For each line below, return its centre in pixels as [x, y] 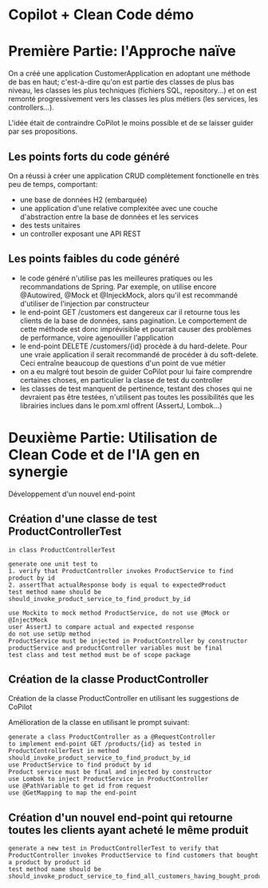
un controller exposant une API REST [80, 233]
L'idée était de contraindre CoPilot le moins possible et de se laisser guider [131, 123]
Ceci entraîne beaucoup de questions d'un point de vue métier [122, 363]
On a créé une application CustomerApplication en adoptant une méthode [130, 74]
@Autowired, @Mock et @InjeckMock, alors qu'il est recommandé [128, 295]
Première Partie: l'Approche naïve [122, 52]
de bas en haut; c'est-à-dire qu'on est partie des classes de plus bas [122, 82]
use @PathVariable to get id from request [80, 786]
